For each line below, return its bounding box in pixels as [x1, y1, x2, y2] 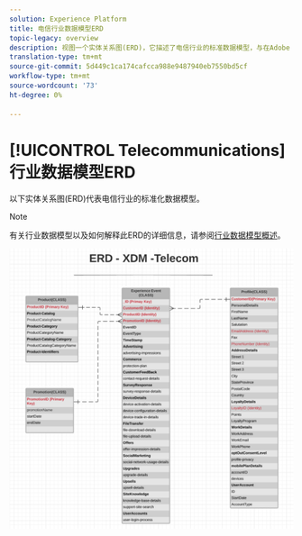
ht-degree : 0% [9, 90, 63, 99]
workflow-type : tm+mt [9, 72, 91, 81]
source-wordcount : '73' [9, 81, 99, 90]
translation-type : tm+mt [9, 52, 103, 62]
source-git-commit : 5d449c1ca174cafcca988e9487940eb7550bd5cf [9, 62, 248, 71]
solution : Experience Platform [9, 14, 127, 23]
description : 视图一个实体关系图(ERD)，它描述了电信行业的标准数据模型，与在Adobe [9, 43, 290, 52]
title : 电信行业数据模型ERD [9, 23, 104, 33]
